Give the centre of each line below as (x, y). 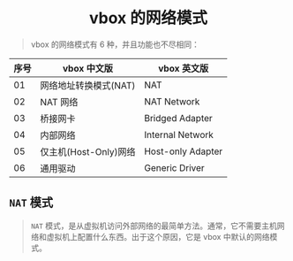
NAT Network (172, 101)
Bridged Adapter (179, 118)
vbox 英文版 (184, 68)
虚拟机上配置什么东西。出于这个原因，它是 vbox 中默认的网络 (158, 236)
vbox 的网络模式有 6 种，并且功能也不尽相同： (115, 44)
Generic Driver (174, 167)
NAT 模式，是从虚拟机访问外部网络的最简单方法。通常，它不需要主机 (154, 226)
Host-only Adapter (184, 151)
